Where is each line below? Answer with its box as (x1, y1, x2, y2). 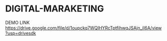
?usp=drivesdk (5, 30, 36, 36)
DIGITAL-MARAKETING (5, 3, 104, 14)
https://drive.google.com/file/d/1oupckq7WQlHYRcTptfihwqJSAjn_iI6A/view (5, 24, 162, 30)
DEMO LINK (5, 19, 30, 25)
